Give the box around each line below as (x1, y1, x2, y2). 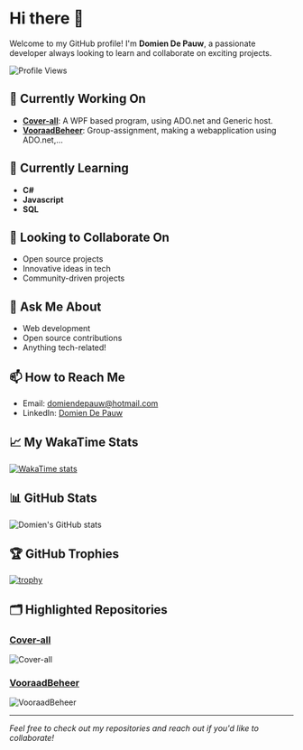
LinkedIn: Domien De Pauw (22, 408, 124, 418)
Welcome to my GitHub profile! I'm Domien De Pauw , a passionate (9, 38, 256, 49)
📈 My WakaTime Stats (9, 435, 139, 450)
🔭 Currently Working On (9, 91, 146, 106)
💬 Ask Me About (9, 299, 102, 314)
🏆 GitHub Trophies (9, 546, 120, 562)
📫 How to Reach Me (9, 369, 125, 384)
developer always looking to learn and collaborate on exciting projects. (9, 47, 272, 58)
